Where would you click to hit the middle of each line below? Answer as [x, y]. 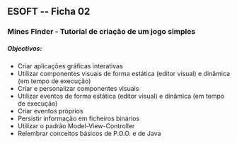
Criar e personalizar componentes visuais [78, 89]
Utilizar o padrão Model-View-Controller [76, 126]
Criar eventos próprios [50, 111]
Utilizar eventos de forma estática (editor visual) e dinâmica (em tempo [121, 96]
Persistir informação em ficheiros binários [79, 118]
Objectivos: [25, 48]
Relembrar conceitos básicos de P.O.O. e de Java [89, 134]
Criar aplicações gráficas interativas [70, 66]
